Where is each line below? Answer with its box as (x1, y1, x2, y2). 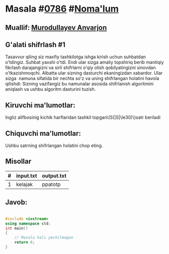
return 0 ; (14, 240, 35, 245)
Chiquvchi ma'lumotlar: (5, 129, 81, 137)
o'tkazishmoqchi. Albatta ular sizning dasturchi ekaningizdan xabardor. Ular (5, 70, 163, 76)
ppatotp (42, 180, 61, 188)
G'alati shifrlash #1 (5, 40, 66, 49)
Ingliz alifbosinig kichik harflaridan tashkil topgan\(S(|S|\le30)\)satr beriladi (5, 115, 161, 121)
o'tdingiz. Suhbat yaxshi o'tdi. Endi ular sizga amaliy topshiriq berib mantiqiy (5, 59, 164, 65)
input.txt (16, 172, 37, 179)
